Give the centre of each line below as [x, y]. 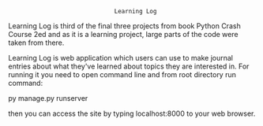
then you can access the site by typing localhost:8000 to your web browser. [132, 113]
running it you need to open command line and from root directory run [122, 74]
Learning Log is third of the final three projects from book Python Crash [124, 26]
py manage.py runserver [48, 98]
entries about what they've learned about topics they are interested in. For [129, 66]
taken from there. [36, 43]
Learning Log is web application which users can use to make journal [120, 58]
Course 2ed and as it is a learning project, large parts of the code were [123, 34]
